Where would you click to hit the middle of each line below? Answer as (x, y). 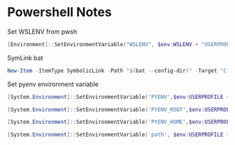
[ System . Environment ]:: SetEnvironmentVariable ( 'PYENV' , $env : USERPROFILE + (119, 97)
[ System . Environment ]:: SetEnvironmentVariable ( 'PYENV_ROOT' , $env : (106, 109)
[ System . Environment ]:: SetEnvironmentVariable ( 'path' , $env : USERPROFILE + (119, 135)
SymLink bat (25, 57)
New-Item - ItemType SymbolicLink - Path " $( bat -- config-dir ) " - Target (112, 71)
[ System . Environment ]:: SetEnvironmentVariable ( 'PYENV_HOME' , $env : (106, 122)
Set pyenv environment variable (53, 84)
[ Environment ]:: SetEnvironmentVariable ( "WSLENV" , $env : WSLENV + (103, 44)
